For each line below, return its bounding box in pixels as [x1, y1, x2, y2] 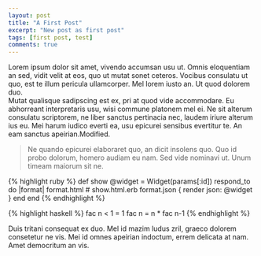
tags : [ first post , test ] [8, 33, 93, 42]
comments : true [8, 41, 58, 49]
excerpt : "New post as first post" [8, 26, 125, 34]
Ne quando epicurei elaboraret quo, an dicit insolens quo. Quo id [27, 145, 237, 154]
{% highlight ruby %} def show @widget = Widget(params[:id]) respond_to [8, 176, 251, 186]
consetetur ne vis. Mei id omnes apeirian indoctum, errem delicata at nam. [8, 232, 249, 242]
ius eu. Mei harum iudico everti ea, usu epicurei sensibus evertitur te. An [8, 121, 242, 131]
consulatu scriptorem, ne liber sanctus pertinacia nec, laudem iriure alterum [8, 113, 254, 122]
